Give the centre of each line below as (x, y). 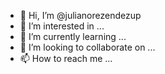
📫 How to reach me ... (66, 58)
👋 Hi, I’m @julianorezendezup (80, 15)
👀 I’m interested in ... (62, 26)
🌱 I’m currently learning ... (73, 36)
